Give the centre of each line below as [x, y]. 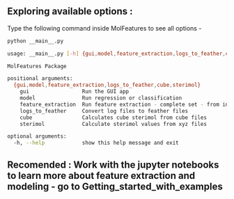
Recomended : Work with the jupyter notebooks [113, 165]
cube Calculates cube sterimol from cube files [114, 118]
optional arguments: [37, 136]
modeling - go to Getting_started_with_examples [115, 186]
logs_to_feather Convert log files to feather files [104, 111]
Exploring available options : [70, 11]
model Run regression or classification [101, 98]
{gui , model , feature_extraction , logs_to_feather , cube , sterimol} [107, 85]
